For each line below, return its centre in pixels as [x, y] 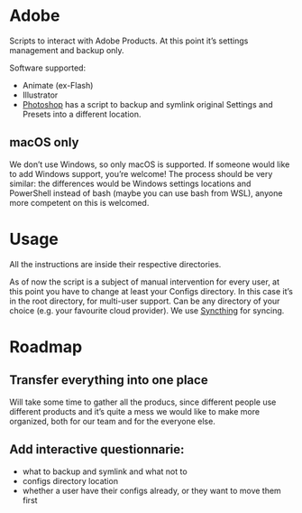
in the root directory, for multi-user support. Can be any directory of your [145, 301]
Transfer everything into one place [109, 380]
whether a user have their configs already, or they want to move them [151, 490]
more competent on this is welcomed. [79, 202]
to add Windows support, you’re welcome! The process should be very [141, 173]
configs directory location [70, 480]
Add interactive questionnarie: [97, 449]
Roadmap [46, 346]
